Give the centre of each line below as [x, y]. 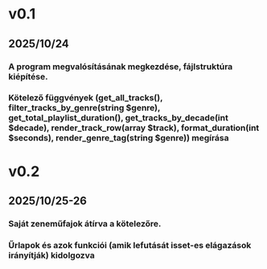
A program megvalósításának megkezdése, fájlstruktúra [121, 67]
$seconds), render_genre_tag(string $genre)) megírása [119, 138]
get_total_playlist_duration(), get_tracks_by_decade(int [119, 118]
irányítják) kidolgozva [51, 255]
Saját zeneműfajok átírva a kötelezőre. [85, 223]
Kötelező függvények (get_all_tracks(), [86, 98]
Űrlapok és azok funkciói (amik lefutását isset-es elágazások [130, 245]
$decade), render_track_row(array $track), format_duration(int [134, 128]
